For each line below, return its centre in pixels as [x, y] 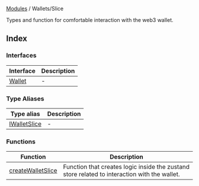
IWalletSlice [25, 124]
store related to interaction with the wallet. [121, 174]
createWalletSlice [33, 171]
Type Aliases [25, 98]
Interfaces [21, 56]
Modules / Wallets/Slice [35, 9]
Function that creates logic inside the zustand [126, 167]
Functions [21, 142]
